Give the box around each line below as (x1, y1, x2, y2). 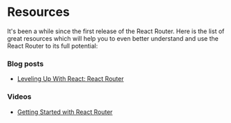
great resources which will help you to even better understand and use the (7, 34, 219, 42)
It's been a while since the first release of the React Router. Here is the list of (7, 27, 225, 35)
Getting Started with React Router (17, 108, 113, 116)
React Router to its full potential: (7, 41, 98, 50)
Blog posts (7, 59, 44, 68)
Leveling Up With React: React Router (17, 75, 124, 83)
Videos (7, 92, 32, 102)
